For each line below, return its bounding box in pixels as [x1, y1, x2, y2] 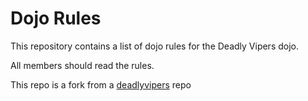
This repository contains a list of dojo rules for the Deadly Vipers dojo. [10, 40, 299, 52]
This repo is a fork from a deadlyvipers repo [10, 78, 192, 91]
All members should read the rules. [10, 59, 155, 71]
